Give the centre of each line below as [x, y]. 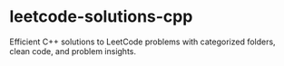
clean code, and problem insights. [73, 51]
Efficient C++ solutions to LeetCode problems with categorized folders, [142, 42]
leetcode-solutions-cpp [101, 17]
